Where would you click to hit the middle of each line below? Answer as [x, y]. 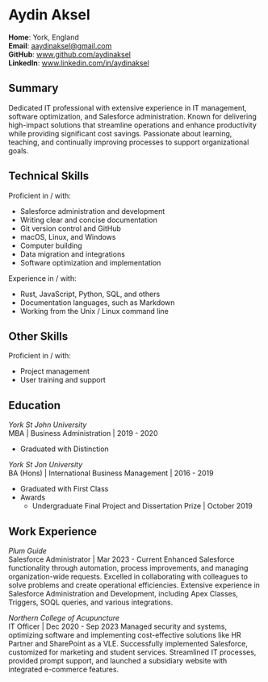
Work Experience [53, 531]
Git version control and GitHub [70, 228]
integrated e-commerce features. [64, 669]
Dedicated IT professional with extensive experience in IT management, [128, 107]
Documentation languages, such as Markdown [97, 302]
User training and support [63, 380]
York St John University [48, 425]
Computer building [51, 245]
